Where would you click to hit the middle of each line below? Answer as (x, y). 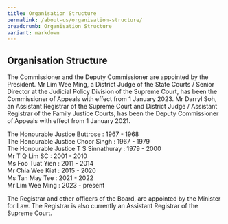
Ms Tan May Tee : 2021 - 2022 (50, 178)
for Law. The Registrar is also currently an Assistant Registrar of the (103, 206)
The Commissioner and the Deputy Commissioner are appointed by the (108, 77)
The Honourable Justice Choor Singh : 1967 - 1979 (78, 142)
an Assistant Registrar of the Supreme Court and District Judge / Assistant (112, 107)
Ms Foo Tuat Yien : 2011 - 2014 (50, 164)
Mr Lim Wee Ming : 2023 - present (56, 186)
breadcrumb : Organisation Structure (59, 26)
